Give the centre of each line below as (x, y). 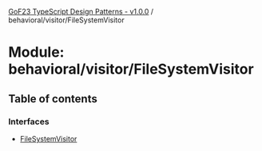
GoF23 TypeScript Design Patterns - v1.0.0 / (81, 12)
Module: (36, 52)
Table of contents (53, 99)
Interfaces (29, 121)
